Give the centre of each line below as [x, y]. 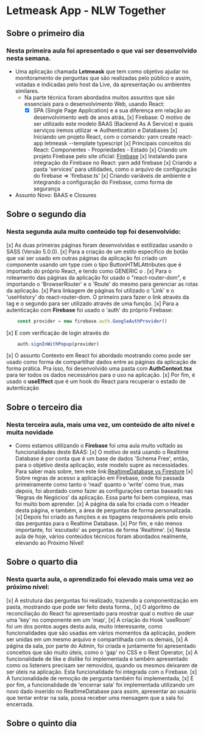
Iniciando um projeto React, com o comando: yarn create [105, 136]
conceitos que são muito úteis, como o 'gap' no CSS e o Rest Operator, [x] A [102, 652]
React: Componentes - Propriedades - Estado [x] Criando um [110, 150]
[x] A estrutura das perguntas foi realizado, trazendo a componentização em [102, 600]
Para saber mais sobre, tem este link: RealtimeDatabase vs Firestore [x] [104, 471]
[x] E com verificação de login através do [58, 333]
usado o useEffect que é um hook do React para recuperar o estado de [96, 382]
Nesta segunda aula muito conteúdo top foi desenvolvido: [94, 231]
